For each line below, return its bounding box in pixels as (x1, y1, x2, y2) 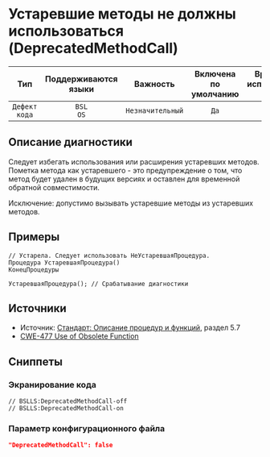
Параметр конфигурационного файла (8, 422, 166, 434)
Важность (133, 78, 175, 89)
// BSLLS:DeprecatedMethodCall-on (8, 405, 125, 413)
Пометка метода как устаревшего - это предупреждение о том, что (8, 165, 243, 175)
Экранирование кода (8, 379, 96, 390)
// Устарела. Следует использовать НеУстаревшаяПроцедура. (8, 251, 211, 260)
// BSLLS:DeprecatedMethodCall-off (8, 397, 128, 405)
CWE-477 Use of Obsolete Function (19, 331, 139, 341)
